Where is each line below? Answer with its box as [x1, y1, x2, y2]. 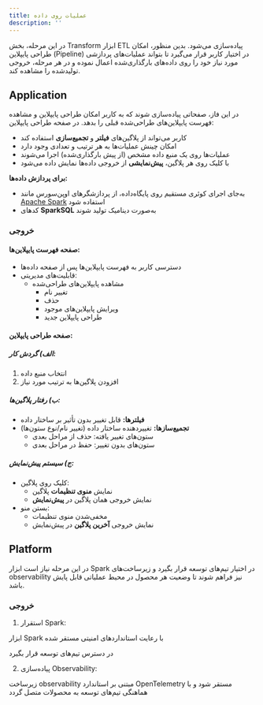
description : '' [9, 19, 62, 27]
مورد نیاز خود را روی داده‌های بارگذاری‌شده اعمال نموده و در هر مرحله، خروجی [9, 57, 239, 67]
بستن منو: [20, 502, 50, 513]
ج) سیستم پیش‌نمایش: [9, 458, 74, 468]
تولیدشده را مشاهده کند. [9, 65, 81, 75]
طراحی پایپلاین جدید [43, 312, 102, 322]
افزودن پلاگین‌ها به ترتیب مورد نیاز [20, 377, 119, 386]
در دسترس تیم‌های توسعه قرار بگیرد [9, 648, 113, 658]
